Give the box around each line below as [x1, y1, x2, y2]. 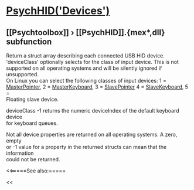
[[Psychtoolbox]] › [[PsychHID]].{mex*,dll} [6, 28, 165, 38]
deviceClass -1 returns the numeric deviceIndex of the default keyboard [6, 107, 180, 114]
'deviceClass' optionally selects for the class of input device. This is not [6, 59, 179, 65]
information [6, 150, 34, 157]
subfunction [6, 36, 52, 46]
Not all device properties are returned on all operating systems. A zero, [6, 131, 178, 138]
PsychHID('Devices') [6, 4, 110, 18]
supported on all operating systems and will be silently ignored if [6, 65, 162, 72]
